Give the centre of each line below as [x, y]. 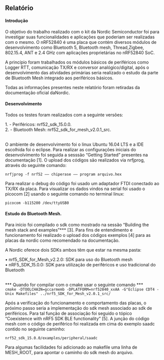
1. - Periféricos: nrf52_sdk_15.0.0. [39, 124]
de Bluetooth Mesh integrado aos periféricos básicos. [59, 78]
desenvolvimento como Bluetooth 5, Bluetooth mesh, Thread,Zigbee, [75, 47]
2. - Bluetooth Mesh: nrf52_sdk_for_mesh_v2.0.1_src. [58, 130]
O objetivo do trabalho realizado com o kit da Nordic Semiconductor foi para [82, 32]
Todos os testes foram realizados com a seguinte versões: [64, 115]
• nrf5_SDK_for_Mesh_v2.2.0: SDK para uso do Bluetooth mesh [69, 260]
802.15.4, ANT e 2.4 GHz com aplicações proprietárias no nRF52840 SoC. [80, 52]
